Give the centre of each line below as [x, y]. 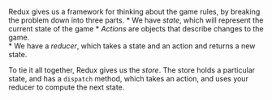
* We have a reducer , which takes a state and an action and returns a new [132, 46]
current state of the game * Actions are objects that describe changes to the [136, 29]
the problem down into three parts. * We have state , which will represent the [136, 20]
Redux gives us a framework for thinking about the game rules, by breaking [134, 12]
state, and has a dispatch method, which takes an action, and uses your [129, 79]
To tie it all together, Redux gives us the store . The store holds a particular [132, 70]
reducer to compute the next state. [67, 87]
